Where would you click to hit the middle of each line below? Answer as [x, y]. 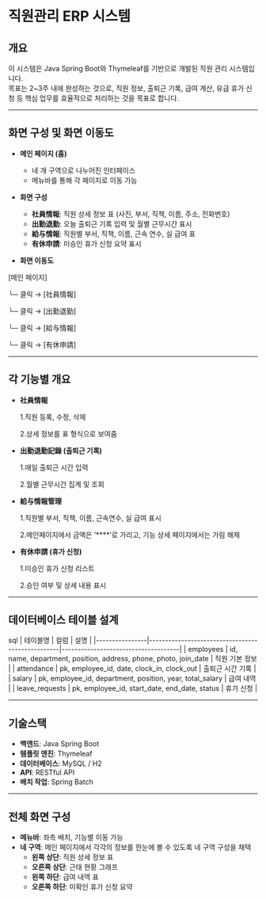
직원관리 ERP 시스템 [70, 16]
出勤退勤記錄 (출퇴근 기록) [61, 450]
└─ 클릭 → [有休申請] [42, 345]
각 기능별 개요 [40, 380]
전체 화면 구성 [40, 817]
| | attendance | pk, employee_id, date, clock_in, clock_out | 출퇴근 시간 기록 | [132, 669]
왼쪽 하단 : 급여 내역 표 [65, 877]
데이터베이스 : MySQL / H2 [61, 764]
